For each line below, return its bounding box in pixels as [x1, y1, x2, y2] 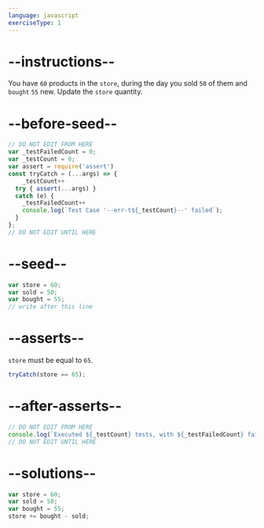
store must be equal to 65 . [8, 356, 93, 365]
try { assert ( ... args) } [15, 184, 97, 193]
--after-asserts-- [8, 397, 122, 415]
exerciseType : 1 [8, 19, 61, 27]
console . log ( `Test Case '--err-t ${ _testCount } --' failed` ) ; [22, 206, 223, 215]
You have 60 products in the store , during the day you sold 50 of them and [8, 79, 247, 88]
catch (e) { [15, 192, 55, 200]
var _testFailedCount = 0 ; [8, 148, 97, 156]
